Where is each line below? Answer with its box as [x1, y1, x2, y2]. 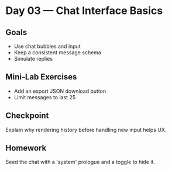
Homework [5, 143, 47, 153]
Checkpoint [5, 111, 49, 121]
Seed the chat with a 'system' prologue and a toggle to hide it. [5, 159, 156, 166]
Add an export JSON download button [13, 88, 106, 95]
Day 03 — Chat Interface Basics [5, 4, 163, 18]
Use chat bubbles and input [13, 43, 81, 50]
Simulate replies [13, 55, 53, 62]
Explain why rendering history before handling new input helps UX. [5, 126, 167, 133]
